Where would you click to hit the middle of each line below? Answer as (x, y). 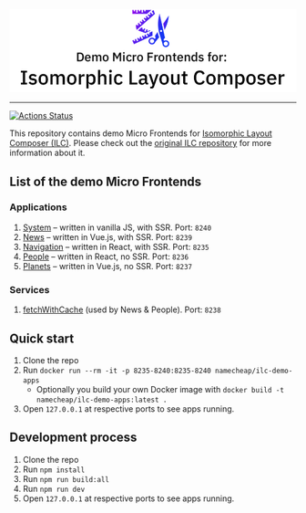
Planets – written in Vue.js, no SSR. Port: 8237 (107, 266)
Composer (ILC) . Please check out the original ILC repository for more (140, 143)
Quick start (42, 338)
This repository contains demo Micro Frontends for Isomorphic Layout (141, 133)
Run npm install (54, 469)
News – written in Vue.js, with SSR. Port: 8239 (107, 236)
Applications (38, 207)
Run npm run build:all (66, 478)
